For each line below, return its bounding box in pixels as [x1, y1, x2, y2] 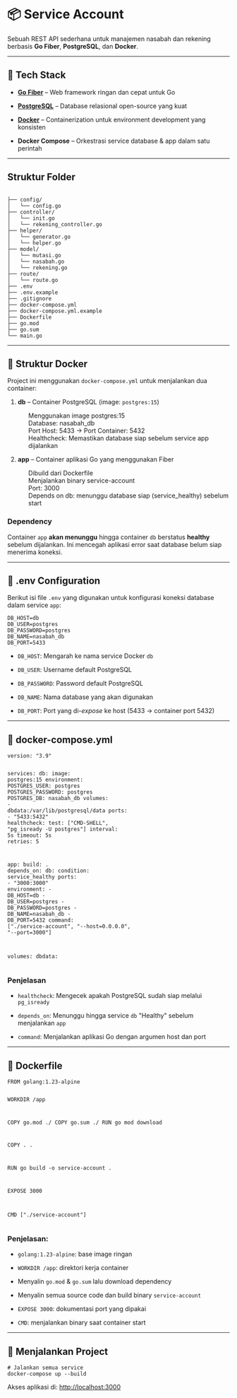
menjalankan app [17, 1019, 66, 1028]
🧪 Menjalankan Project [7, 1345, 108, 1358]
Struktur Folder [7, 171, 76, 183]
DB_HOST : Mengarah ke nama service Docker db [17, 652, 154, 660]
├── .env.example [7, 288, 59, 296]
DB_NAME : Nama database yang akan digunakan [17, 693, 154, 701]
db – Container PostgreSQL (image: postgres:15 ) [17, 398, 160, 406]
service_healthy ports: [7, 873, 78, 881]
